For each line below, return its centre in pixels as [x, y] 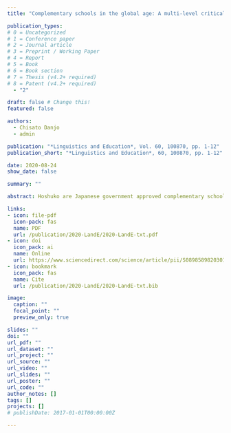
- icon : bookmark [32, 266]
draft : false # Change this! [49, 103]
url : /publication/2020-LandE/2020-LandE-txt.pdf [86, 235]
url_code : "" [26, 387]
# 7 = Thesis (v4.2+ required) [52, 77]
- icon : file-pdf [32, 215]
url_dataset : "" [30, 349]
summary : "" [24, 184]
